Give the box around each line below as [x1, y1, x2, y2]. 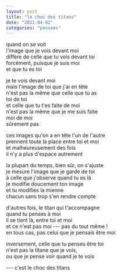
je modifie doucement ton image [6, 181, 84, 188]
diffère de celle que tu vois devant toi [6, 53, 95, 60]
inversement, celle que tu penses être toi [6, 240, 104, 247]
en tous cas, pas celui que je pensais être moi [6, 229, 116, 236]
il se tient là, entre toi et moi [6, 217, 73, 224]
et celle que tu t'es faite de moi [6, 102, 80, 109]
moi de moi [6, 115, 33, 122]
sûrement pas [6, 120, 40, 127]
